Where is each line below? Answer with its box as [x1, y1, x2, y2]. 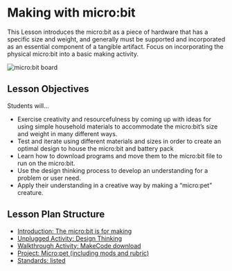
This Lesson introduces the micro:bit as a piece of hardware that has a [7, 28, 208, 36]
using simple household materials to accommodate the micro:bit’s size [17, 122, 218, 131]
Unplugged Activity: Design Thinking [17, 234, 123, 243]
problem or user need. [17, 174, 81, 182]
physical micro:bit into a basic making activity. [7, 50, 139, 58]
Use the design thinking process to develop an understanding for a [17, 166, 208, 174]
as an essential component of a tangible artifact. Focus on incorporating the [7, 42, 224, 50]
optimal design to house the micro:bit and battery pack [17, 144, 175, 153]
